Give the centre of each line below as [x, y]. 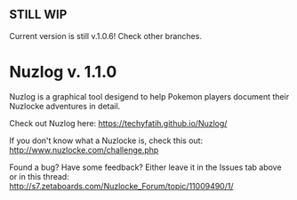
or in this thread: [39, 176]
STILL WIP [38, 15]
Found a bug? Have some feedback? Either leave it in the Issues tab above [145, 167]
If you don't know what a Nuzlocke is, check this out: [106, 140]
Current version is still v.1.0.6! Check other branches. [106, 36]
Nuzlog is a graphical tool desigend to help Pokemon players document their [149, 96]
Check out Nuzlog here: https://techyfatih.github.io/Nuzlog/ [118, 123]
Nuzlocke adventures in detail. [65, 106]
